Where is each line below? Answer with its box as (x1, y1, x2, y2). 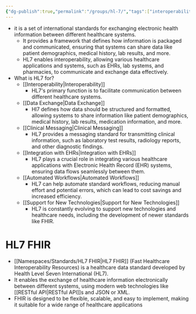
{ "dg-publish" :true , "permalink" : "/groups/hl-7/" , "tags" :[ (5, 8, 150, 15)
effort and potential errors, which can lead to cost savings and (31, 186, 182, 193)
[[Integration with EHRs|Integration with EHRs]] (22, 149, 136, 156)
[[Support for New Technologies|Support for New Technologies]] (22, 199, 180, 206)
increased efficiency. (31, 193, 82, 200)
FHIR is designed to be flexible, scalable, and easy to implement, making (13, 295, 189, 302)
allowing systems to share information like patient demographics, (31, 112, 188, 119)
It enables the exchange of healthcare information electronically (13, 276, 168, 283)
